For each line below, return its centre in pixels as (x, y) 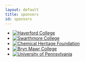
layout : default (22, 10)
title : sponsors (22, 14)
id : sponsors (19, 19)
